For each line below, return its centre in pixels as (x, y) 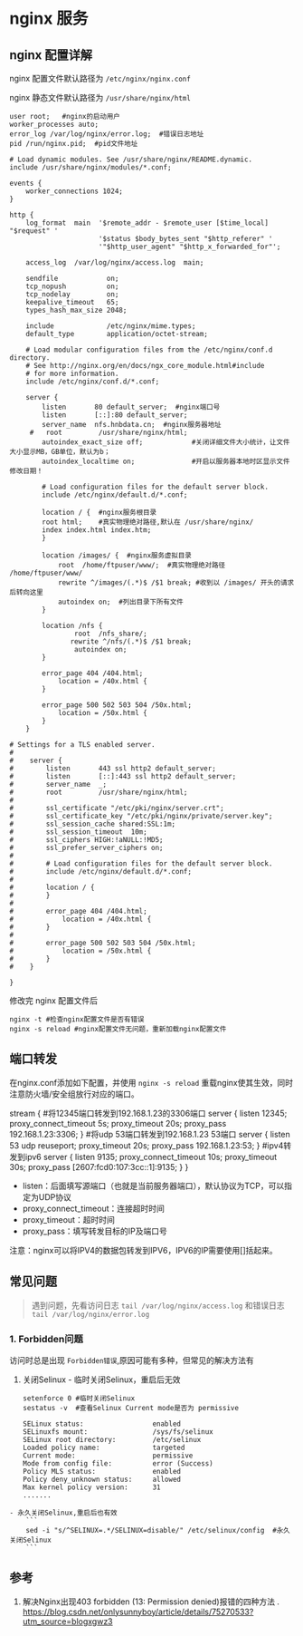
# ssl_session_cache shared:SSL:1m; (93, 824)
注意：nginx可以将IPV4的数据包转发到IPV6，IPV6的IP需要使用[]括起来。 (143, 1250)
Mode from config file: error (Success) (118, 1463)
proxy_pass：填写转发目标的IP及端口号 (95, 1231)
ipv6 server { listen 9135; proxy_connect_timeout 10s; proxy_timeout (151, 1157)
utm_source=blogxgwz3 (67, 1621)
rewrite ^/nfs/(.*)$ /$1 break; (131, 642)
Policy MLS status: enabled (101, 1471)
